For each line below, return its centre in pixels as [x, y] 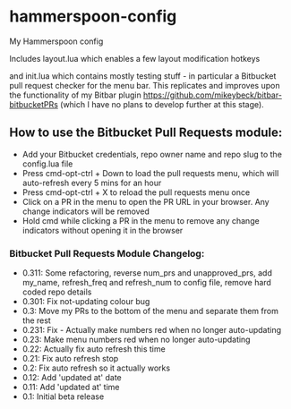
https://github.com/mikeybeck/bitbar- [212, 95]
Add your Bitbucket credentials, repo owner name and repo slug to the [152, 154]
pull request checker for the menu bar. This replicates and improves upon [145, 85]
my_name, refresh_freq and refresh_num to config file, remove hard [146, 283]
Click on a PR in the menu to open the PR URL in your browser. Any [146, 201]
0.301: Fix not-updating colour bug [86, 302]
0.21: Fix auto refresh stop [70, 359]
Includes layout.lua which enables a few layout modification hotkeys [135, 58]
